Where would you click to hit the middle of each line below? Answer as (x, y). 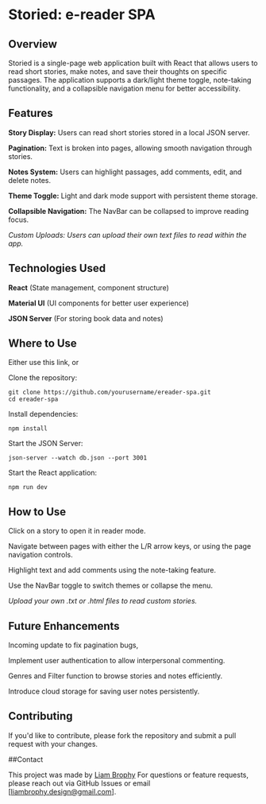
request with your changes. (53, 744)
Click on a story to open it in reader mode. (77, 531)
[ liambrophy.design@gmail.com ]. (62, 791)
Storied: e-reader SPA (82, 15)
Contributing (40, 716)
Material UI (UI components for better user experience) (98, 303)
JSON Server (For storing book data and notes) (86, 318)
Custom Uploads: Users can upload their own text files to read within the (127, 235)
